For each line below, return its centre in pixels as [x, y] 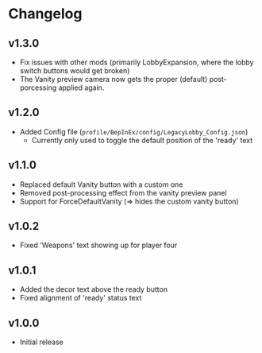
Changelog [45, 14]
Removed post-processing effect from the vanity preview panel [123, 192]
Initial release [41, 342]
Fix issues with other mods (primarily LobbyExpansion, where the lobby [137, 62]
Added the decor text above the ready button [94, 289]
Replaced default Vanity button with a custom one [101, 184]
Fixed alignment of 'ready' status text [81, 298]
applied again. [81, 87]
